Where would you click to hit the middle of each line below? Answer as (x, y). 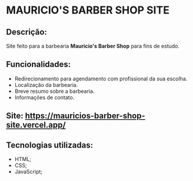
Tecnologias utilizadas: (49, 145)
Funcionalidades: (39, 64)
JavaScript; (29, 172)
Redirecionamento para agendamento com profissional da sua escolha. (101, 78)
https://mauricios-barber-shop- (85, 116)
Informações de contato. (44, 97)
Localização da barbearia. (46, 85)
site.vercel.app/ (36, 125)
